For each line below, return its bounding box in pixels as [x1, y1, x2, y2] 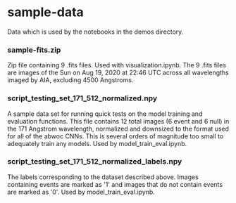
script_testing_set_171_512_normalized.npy [7, 93, 158, 103]
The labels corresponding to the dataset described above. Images [7, 173, 199, 181]
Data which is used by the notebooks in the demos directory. [7, 27, 184, 36]
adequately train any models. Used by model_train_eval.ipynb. [7, 139, 187, 148]
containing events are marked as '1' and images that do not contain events [7, 180, 223, 188]
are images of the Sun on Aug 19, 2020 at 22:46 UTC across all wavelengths [7, 68, 229, 77]
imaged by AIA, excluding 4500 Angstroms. [7, 76, 134, 84]
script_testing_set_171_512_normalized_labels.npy [7, 157, 182, 166]
